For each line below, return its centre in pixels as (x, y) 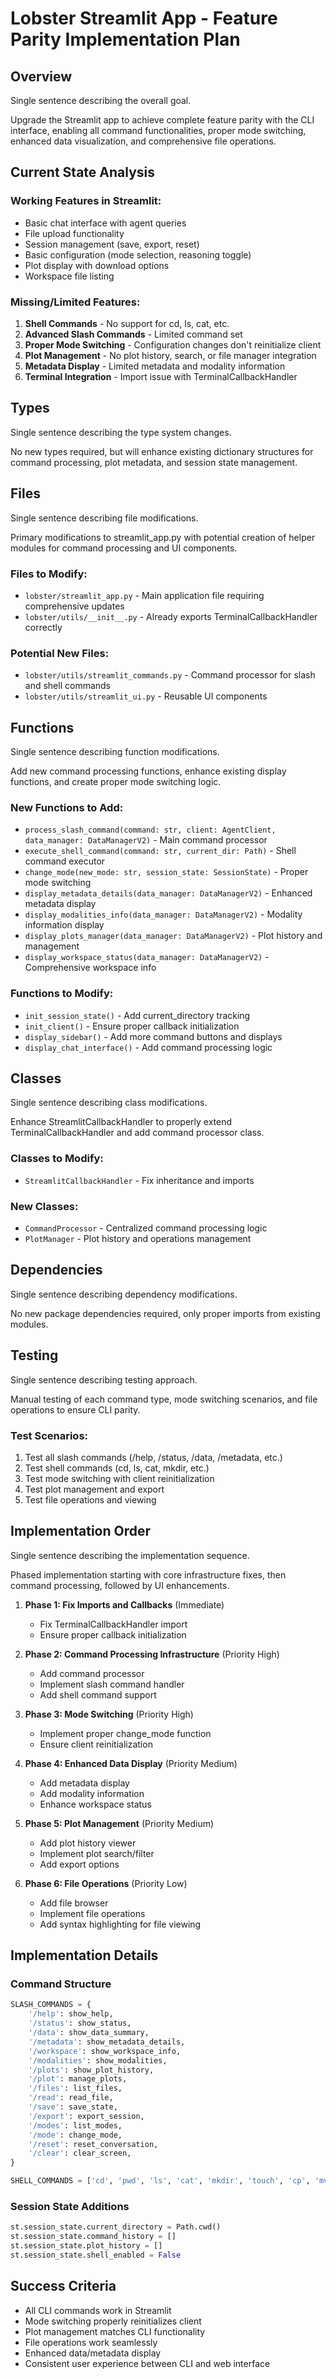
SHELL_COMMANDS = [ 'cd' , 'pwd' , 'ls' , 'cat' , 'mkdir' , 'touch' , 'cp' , (160, 2181)
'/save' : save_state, (73, 2107)
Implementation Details (84, 1955)
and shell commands (68, 686)
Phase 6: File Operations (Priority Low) (106, 1883)
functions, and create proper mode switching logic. (116, 782)
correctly (43, 627)
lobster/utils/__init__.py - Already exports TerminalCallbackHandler (171, 616)
